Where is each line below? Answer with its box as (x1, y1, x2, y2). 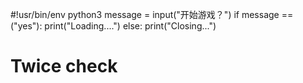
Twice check (10, 55, 118, 78)
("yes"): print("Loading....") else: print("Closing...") (10, 20, 217, 32)
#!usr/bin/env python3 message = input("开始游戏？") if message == (10, 9, 294, 20)
